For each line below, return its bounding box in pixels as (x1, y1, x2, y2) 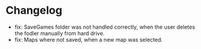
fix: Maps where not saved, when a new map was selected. (14, 36, 163, 43)
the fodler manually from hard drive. (14, 29, 105, 36)
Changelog (5, 4, 63, 17)
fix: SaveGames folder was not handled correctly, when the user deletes (14, 23, 196, 30)
